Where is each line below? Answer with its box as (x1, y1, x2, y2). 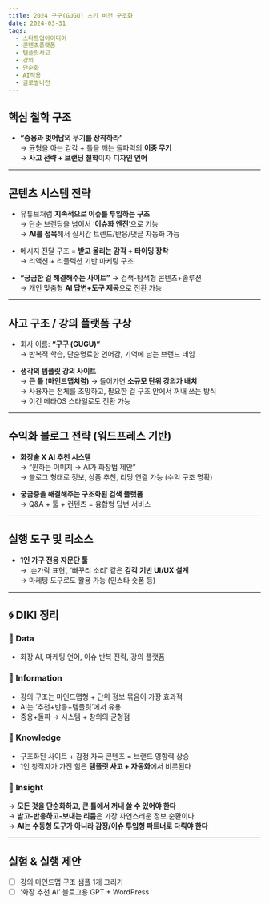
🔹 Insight (8, 781, 44, 793)
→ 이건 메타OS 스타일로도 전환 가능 (19, 396, 130, 405)
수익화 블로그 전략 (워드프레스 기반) (8, 429, 172, 443)
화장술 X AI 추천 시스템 (19, 452, 91, 461)
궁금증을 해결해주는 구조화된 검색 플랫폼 (19, 489, 143, 499)
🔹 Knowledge (8, 732, 62, 743)
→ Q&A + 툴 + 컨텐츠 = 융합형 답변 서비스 (19, 499, 151, 508)
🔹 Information (8, 673, 62, 684)
